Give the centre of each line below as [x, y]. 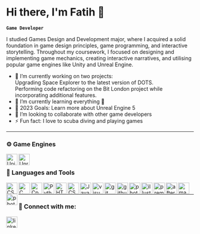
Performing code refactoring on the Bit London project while [89, 88]
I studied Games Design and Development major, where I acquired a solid [96, 39]
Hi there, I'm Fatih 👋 [56, 12]
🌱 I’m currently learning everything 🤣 [60, 101]
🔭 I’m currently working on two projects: [64, 76]
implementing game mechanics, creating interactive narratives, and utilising [99, 58]
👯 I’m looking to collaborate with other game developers [83, 114]
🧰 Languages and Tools [40, 173]
